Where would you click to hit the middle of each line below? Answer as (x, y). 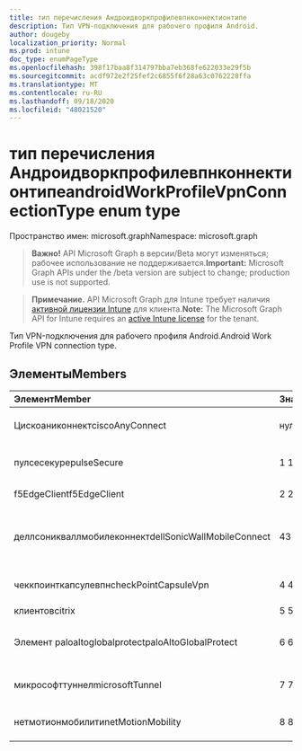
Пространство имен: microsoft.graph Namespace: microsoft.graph (133, 236)
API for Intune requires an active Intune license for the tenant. (145, 319)
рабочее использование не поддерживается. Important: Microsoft (158, 263)
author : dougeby (40, 34)
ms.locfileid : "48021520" (58, 110)
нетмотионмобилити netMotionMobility (98, 722)
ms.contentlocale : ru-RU (56, 93)
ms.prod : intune (40, 51)
